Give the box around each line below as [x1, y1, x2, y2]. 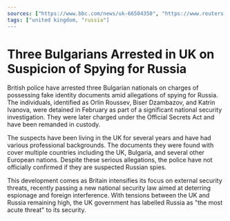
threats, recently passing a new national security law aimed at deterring [7, 184, 211, 192]
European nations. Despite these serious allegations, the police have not [7, 156, 213, 164]
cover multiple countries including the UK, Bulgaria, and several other [7, 148, 205, 157]
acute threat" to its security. [7, 206, 86, 214]
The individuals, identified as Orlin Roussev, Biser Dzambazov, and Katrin [7, 98, 215, 107]
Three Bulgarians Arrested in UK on [7, 46, 215, 62]
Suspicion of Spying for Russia [7, 61, 187, 77]
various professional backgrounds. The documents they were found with [7, 141, 214, 149]
